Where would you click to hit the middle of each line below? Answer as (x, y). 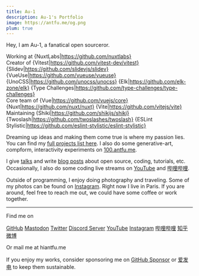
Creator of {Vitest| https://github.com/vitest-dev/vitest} (73, 63)
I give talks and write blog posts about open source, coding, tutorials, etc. (96, 161)
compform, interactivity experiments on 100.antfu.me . (72, 150)
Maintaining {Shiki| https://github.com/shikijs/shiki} (68, 113)
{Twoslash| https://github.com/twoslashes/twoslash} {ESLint (79, 120)
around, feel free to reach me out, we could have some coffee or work (92, 192)
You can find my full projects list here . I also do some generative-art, (90, 143)
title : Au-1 (21, 12)
